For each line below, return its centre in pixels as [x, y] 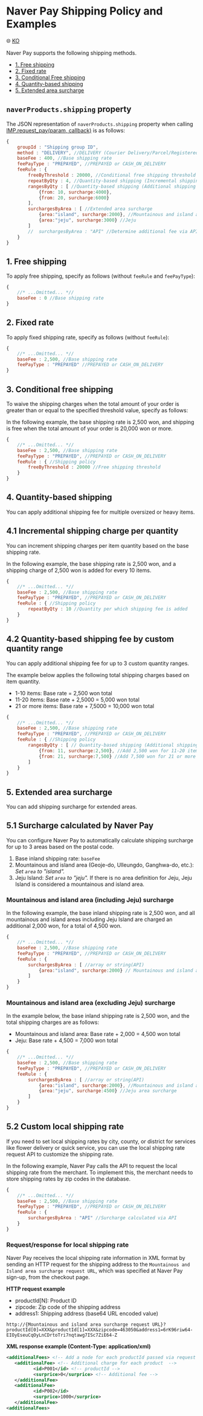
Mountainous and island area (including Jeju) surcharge [90, 900]
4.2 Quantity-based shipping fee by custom [90, 639]
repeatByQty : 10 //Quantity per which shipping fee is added [108, 609]
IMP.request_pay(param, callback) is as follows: [66, 130]
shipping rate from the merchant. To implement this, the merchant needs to [100, 1172]
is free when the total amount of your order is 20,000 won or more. [90, 428]
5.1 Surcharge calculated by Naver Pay [80, 826]
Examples [31, 24]
